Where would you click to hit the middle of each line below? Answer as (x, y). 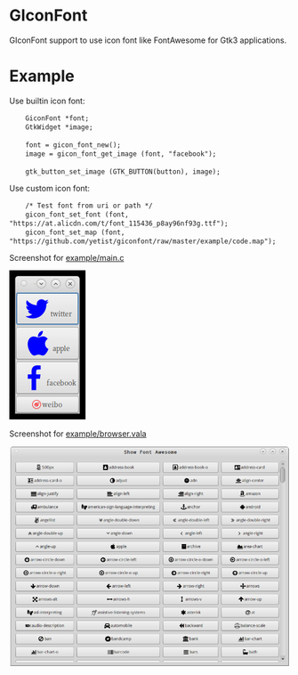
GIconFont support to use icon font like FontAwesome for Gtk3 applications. (148, 40)
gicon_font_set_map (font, (75, 232)
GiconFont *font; (57, 118)
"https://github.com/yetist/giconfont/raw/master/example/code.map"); (143, 241)
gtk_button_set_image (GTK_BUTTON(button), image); (123, 171)
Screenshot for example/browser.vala (78, 434)
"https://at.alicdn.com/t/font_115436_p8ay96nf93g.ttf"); (119, 224)
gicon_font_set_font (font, (77, 215)
